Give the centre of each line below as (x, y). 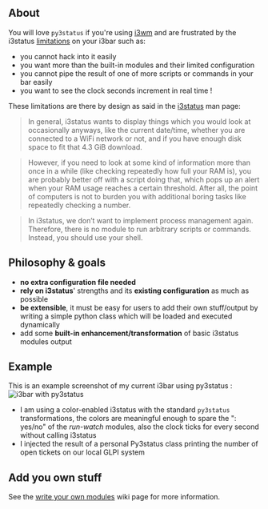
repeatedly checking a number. (79, 205)
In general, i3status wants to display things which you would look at (139, 121)
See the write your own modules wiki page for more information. (114, 497)
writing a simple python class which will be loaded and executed (126, 316)
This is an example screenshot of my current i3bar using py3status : (120, 386)
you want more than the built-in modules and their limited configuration (137, 65)
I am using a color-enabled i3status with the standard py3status (125, 410)
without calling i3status (58, 435)
